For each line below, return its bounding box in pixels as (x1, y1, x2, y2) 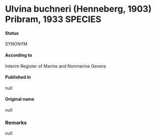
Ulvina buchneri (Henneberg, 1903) (5, 3, 152, 15)
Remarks (5, 119, 27, 126)
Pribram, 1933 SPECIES (5, 14, 102, 25)
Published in (5, 74, 31, 80)
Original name (5, 96, 34, 102)
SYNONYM (5, 41, 28, 47)
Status (5, 30, 19, 36)
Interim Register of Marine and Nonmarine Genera (5, 63, 106, 69)
